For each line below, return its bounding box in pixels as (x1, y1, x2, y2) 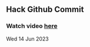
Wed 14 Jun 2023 (6, 35, 49, 42)
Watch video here (6, 22, 58, 30)
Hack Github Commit (6, 5, 84, 15)
